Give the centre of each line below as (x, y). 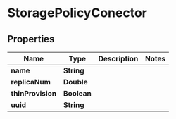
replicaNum (31, 82)
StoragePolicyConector (77, 13)
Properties (31, 39)
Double (75, 82)
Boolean (77, 93)
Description (118, 59)
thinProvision (34, 93)
